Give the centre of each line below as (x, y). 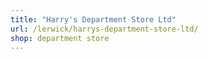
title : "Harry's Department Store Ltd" (93, 19)
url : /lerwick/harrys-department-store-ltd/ (104, 29)
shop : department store (60, 38)
